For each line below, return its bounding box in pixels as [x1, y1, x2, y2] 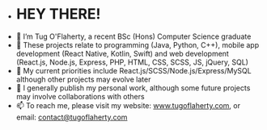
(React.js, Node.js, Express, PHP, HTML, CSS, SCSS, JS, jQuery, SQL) [15, 57, 249, 67]
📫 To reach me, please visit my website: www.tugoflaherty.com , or [15, 100, 241, 110]
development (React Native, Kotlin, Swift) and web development [15, 48, 229, 58]
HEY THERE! [15, 5, 101, 23]
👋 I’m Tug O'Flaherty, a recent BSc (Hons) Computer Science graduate [15, 31, 252, 41]
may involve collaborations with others [15, 91, 145, 101]
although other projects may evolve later [15, 74, 151, 84]
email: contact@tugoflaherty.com [15, 112, 128, 122]
